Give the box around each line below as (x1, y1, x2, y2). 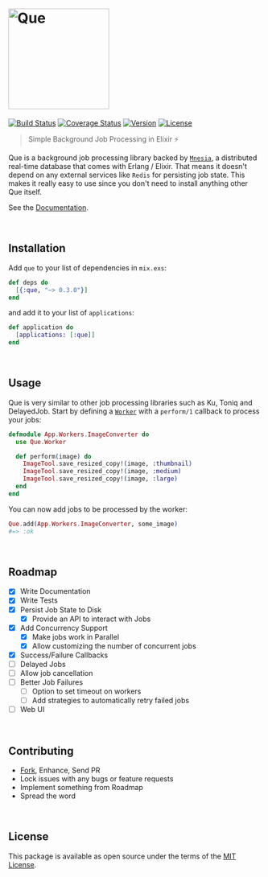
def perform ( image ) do (15, 452, 92, 460)
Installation (8, 241, 66, 255)
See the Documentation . (8, 202, 89, 212)
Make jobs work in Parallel (31, 632, 119, 641)
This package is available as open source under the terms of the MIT (8, 851, 237, 861)
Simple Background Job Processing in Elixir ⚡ (27, 134, 179, 144)
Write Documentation (19, 587, 91, 596)
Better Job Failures (19, 677, 83, 687)
